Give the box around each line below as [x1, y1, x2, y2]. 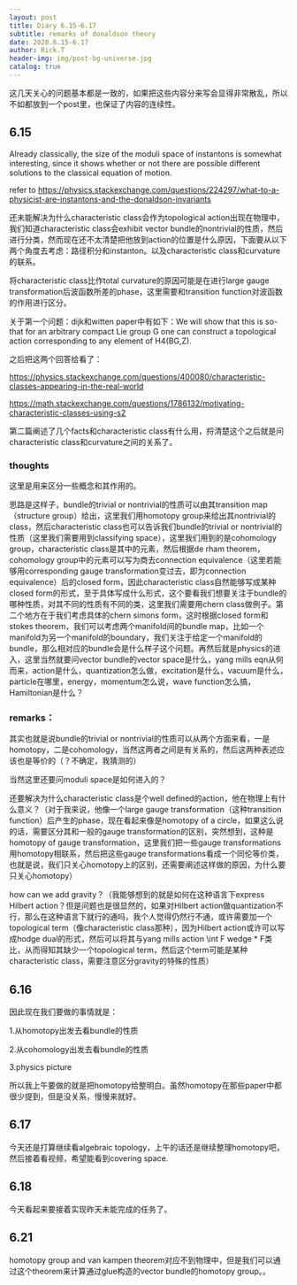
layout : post [9, 12, 57, 22]
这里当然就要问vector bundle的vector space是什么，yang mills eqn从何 [24, 654, 285, 665]
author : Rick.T [9, 46, 65, 55]
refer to [9, 184, 37, 195]
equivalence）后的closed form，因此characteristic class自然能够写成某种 [9, 576, 277, 587]
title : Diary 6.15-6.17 [9, 21, 97, 30]
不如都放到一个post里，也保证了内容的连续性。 [9, 98, 180, 109]
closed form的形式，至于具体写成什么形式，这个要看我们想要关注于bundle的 [9, 588, 287, 598]
